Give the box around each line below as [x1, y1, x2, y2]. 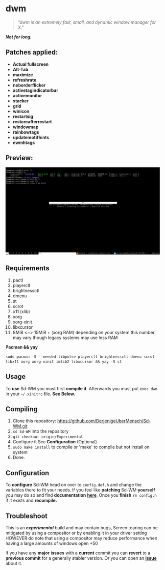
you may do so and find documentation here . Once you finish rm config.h [5, 492, 157, 498]
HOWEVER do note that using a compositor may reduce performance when [5, 535, 158, 541]
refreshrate [12, 77, 37, 83]
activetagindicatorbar [12, 87, 58, 93]
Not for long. [5, 34, 32, 40]
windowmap [12, 124, 39, 130]
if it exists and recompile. [5, 497, 57, 504]
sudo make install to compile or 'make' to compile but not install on [12, 444, 150, 450]
